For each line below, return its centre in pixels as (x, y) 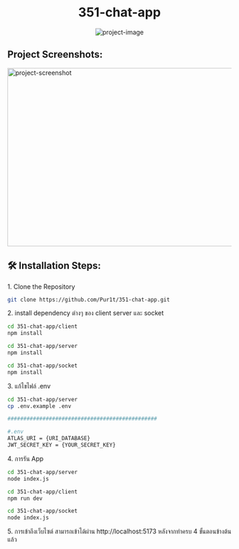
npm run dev (25, 498)
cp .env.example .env (39, 406)
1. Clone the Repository (41, 287)
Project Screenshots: (55, 55)
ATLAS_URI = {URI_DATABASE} (49, 438)
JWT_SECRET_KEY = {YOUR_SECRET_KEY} (62, 445)
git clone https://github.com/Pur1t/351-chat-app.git (89, 299)
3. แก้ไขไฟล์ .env (29, 386)
